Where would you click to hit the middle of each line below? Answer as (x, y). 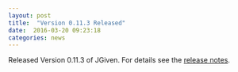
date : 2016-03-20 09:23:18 (55, 30)
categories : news (37, 38)
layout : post (30, 15)
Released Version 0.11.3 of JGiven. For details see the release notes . (119, 60)
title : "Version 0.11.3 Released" (67, 23)
